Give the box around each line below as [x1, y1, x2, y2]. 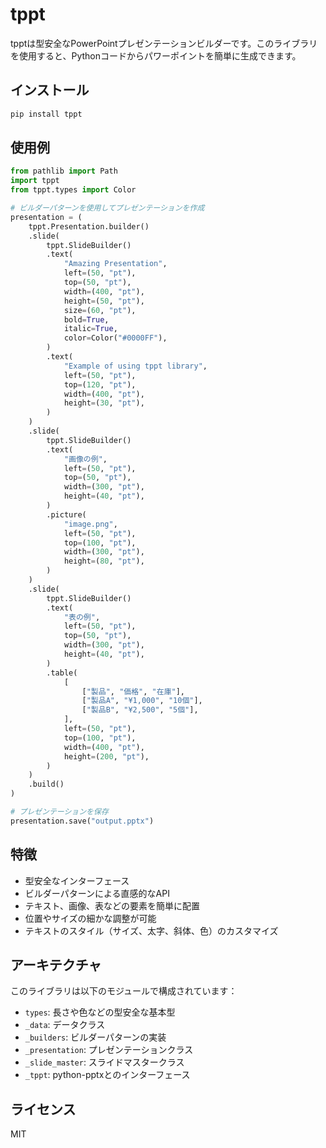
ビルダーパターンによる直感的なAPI [24, 887, 170, 899]
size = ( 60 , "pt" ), [63, 305, 137, 315]
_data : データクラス [24, 1019, 106, 1031]
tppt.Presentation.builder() [28, 221, 150, 232]
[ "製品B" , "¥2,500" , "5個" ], [81, 705, 199, 715]
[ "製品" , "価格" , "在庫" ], [81, 686, 186, 697]
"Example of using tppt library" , [63, 361, 208, 371]
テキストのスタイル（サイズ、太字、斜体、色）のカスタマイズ [24, 924, 279, 937]
